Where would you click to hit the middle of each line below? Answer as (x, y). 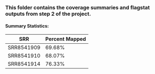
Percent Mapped (66, 39)
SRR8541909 (24, 48)
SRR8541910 (24, 56)
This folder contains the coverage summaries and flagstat (77, 8)
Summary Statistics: (27, 26)
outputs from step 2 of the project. (48, 14)
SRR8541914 (24, 64)
